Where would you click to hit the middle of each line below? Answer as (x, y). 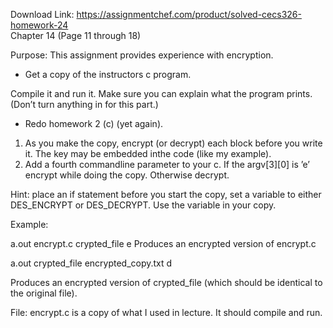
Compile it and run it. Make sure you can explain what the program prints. (161, 93)
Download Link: (42, 14)
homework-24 (39, 25)
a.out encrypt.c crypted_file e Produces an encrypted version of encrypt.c (163, 243)
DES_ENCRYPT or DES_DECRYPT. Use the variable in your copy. (143, 205)
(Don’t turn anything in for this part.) (84, 104)
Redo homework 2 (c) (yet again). (94, 123)
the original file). (44, 293)
